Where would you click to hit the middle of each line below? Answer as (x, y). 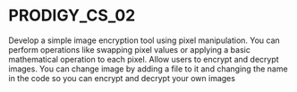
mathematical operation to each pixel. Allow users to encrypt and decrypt (144, 59)
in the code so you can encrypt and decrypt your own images (122, 78)
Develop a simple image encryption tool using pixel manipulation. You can (144, 40)
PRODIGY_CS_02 (72, 16)
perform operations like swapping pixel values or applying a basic (130, 49)
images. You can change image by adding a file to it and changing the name (148, 69)
